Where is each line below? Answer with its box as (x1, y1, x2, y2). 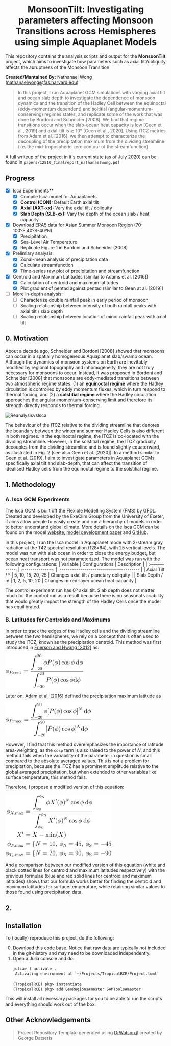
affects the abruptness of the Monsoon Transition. (5, 64, 111, 70)
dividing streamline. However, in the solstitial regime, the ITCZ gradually (5, 438, 156, 444)
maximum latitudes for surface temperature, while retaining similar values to (5, 883, 165, 889)
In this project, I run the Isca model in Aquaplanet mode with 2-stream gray (5, 539, 163, 545)
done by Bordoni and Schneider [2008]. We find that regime (17, 116, 144, 122)
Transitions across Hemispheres (15, 26, 156, 37)
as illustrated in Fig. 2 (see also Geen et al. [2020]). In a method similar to (5, 449, 160, 455)
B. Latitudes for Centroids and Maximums (5, 616, 111, 623)
